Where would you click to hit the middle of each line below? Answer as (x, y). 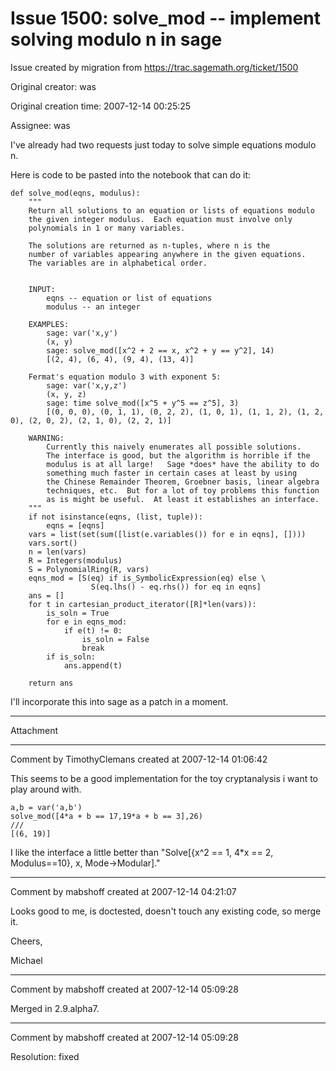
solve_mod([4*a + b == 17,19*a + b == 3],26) (106, 816)
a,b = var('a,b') (46, 807)
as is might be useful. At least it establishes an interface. (183, 499)
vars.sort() (53, 543)
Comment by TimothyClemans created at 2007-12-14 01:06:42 (139, 759)
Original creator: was (53, 86)
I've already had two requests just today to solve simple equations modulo (163, 144)
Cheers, (26, 941)
